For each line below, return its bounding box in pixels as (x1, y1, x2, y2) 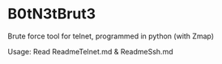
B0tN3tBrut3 (7, 5, 96, 23)
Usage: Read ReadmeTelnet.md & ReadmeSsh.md (7, 46, 173, 56)
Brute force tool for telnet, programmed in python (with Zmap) (7, 31, 215, 41)
